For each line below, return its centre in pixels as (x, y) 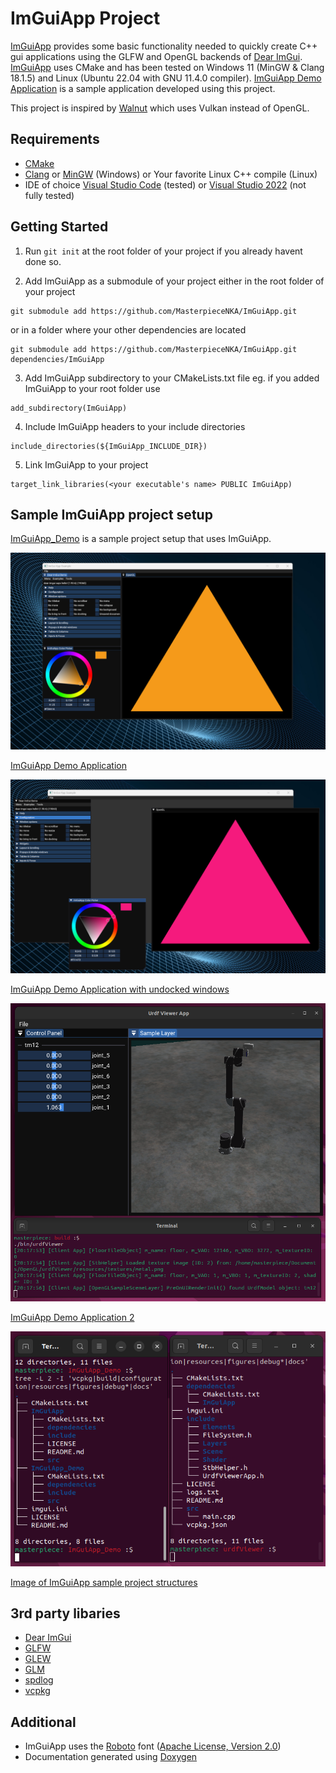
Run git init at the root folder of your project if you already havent (163, 251)
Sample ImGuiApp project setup (111, 514)
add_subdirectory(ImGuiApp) (69, 408)
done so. (43, 261)
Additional (43, 1722)
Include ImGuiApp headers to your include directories (135, 426)
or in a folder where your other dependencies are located (128, 329)
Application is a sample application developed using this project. (143, 88)
